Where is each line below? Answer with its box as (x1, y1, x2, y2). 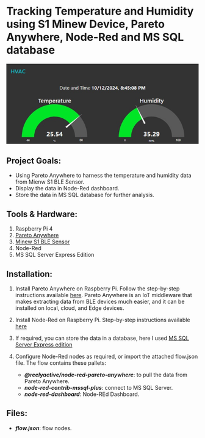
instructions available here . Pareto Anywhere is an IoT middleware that (15, 291, 192, 298)
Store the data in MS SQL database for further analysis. (15, 191, 154, 199)
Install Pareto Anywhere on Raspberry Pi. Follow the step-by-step (15, 285, 180, 292)
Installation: (6, 268, 53, 279)
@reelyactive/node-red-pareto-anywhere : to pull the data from (24, 371, 188, 378)
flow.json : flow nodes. (15, 424, 72, 431)
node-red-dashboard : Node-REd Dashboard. (24, 390, 140, 398)
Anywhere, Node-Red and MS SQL (6, 31, 184, 44)
